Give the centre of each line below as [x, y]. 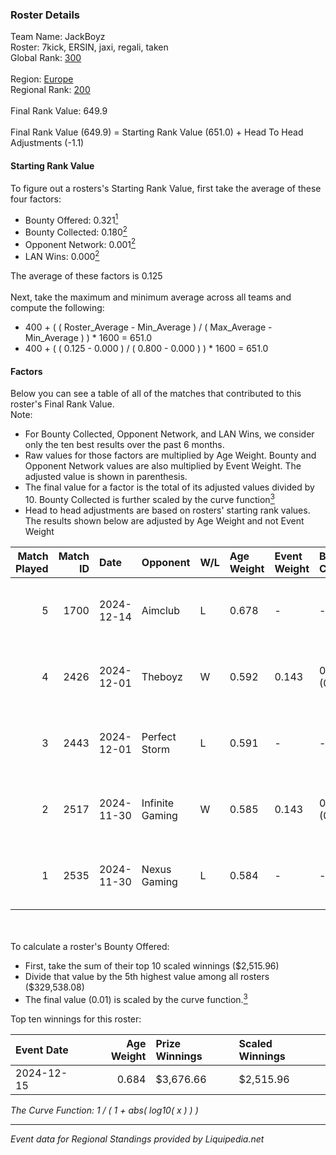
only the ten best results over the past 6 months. [124, 445]
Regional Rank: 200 [50, 90]
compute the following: [57, 308]
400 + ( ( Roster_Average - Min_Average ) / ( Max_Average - [148, 327]
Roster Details [45, 15]
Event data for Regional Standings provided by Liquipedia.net [137, 1139]
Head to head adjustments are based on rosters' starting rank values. [167, 510]
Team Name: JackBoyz [58, 37]
